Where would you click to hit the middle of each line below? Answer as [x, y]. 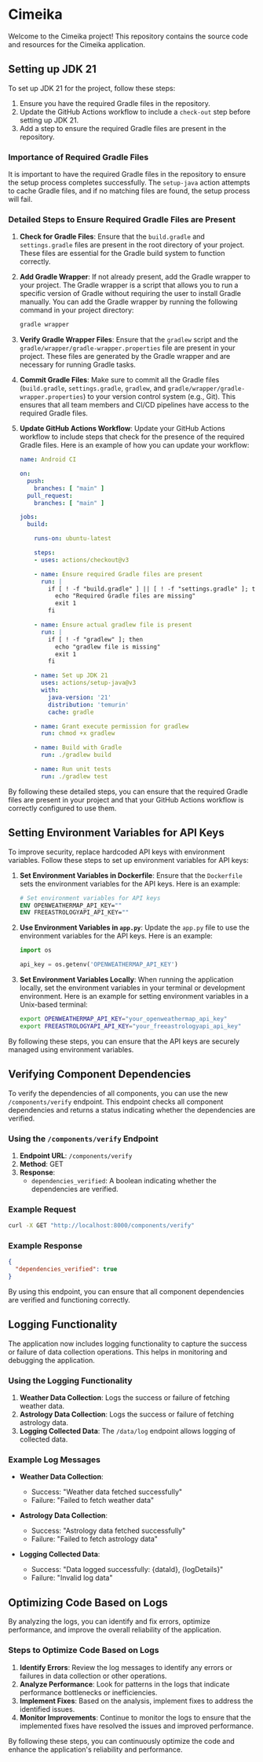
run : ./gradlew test [74, 776]
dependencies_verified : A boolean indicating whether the [124, 1180]
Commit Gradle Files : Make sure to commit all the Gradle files [119, 380]
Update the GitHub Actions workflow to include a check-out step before [135, 111]
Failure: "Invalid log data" [72, 1578]
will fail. [20, 199]
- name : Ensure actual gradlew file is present [113, 625]
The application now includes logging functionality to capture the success [128, 1343]
